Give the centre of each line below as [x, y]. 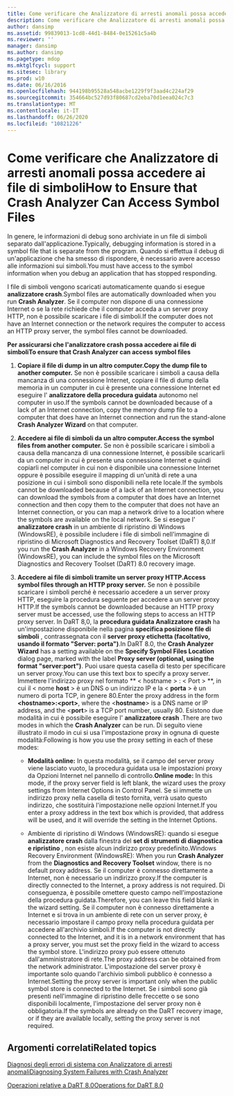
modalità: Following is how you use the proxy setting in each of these [115, 740]
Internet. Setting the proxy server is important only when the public [122, 981]
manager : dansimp [32, 46]
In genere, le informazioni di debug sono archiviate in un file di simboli [107, 237]
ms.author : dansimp [35, 53]
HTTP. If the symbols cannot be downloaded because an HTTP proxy [115, 607]
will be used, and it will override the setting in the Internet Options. [122, 820]
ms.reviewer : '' [31, 40]
